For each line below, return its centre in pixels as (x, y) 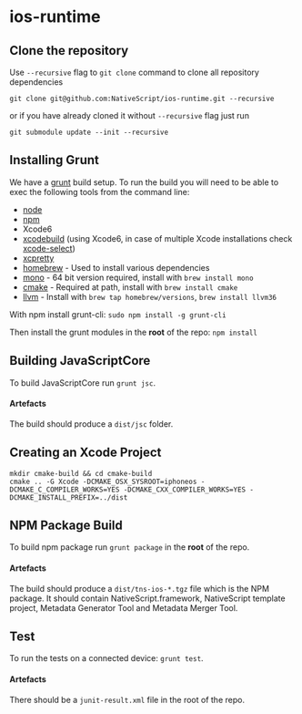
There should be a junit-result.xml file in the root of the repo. (127, 699)
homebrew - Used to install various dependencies (116, 267)
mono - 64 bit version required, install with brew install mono (138, 277)
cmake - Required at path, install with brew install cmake (130, 287)
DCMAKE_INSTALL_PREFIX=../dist (69, 497)
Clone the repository (69, 51)
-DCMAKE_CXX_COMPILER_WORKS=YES (185, 490)
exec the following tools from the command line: (100, 191)
